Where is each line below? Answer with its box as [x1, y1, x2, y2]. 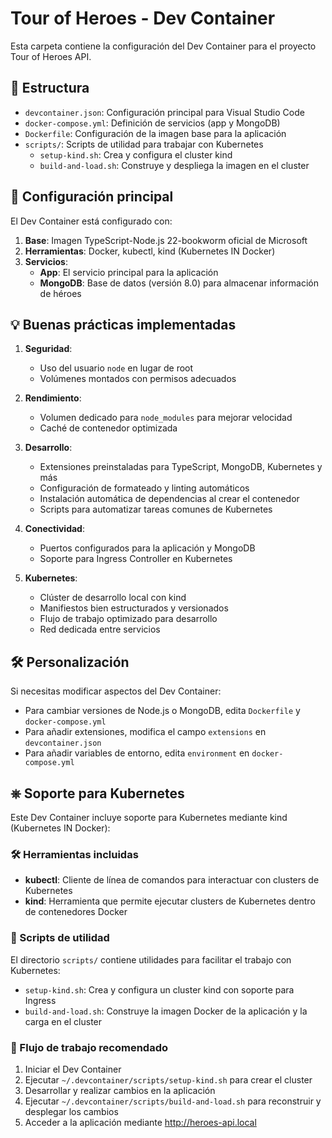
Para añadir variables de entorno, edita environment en [24, 747, 250, 759]
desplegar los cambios [24, 1105, 119, 1117]
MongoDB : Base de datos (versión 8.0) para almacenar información [39, 277, 319, 289]
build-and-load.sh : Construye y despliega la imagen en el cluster [39, 159, 310, 171]
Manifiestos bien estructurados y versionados [39, 602, 229, 614]
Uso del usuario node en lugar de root [39, 362, 194, 374]
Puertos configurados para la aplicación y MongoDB [39, 542, 256, 554]
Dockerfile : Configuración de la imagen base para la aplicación [24, 127, 287, 139]
